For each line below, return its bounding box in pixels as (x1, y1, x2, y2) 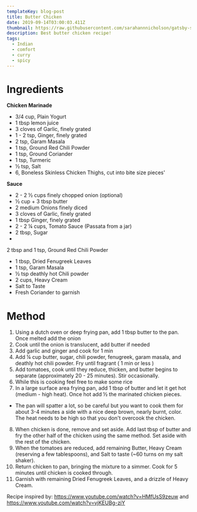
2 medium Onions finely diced (15, 204, 88, 211)
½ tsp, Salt (15, 163, 41, 170)
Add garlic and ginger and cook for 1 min (15, 347, 113, 354)
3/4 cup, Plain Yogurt (15, 113, 67, 120)
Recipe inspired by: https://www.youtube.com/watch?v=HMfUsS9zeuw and (6, 493, 189, 500)
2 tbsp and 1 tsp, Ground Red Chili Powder (6, 247, 109, 254)
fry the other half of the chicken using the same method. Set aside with (15, 432, 186, 439)
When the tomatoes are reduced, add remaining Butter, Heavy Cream (15, 445, 182, 452)
